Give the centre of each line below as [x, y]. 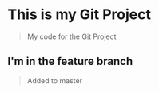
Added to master [55, 80]
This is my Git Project [79, 15]
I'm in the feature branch [70, 61]
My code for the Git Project [72, 36]
